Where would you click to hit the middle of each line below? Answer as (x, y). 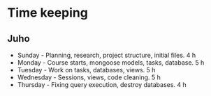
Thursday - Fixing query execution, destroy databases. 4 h (102, 85)
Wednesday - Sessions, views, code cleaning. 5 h (89, 77)
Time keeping (48, 13)
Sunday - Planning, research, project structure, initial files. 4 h (107, 55)
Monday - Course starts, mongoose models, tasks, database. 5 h (111, 63)
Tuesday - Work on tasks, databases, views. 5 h (86, 70)
